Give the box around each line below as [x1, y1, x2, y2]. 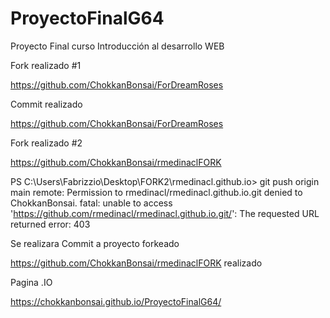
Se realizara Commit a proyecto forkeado [10, 237, 180, 249]
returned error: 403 [10, 218, 91, 230]
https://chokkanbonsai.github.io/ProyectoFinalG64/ [10, 295, 222, 307]
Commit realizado [10, 98, 83, 110]
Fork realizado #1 [10, 59, 82, 71]
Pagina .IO [10, 276, 53, 288]
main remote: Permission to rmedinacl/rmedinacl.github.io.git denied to [10, 186, 303, 198]
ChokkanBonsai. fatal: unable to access [10, 197, 173, 209]
